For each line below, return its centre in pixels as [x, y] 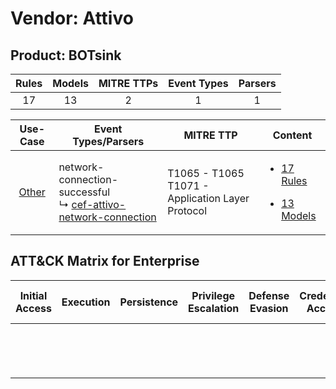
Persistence [149, 302]
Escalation [214, 308]
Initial [33, 295]
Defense [269, 295]
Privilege [213, 295]
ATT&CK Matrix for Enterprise [105, 261]
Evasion [269, 308]
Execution [86, 302]
